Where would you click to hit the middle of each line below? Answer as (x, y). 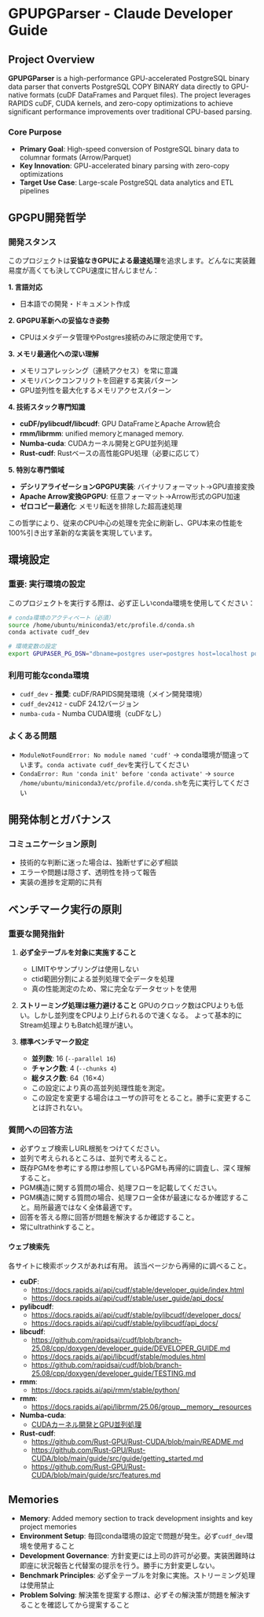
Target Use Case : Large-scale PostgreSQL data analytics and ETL (126, 182)
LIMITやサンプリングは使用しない (85, 969)
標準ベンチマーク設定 (54, 1042)
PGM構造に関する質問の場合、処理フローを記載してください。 (120, 1188)
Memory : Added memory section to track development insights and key (136, 1519)
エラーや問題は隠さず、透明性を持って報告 (88, 873)
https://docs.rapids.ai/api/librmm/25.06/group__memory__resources (141, 1406)
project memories (48, 1527)
